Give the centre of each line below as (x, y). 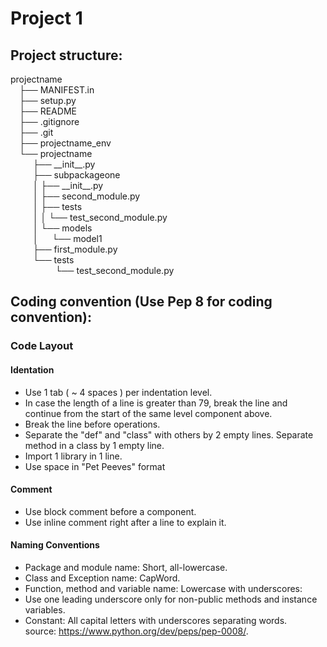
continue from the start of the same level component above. (148, 413)
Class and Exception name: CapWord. (102, 578)
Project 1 (46, 18)
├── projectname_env (65, 143)
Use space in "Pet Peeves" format (95, 466)
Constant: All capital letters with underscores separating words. (156, 620)
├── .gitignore (49, 121)
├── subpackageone (76, 175)
